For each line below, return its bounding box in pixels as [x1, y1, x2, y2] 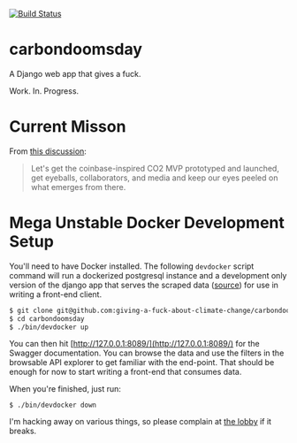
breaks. [9, 425, 37, 437]
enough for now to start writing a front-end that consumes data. [9, 367, 242, 378]
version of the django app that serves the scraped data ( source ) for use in [9, 279, 278, 290]
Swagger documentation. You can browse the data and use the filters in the [9, 348, 285, 358]
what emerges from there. [30, 181, 126, 192]
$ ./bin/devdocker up [9, 323, 89, 332]
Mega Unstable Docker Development [9, 213, 286, 233]
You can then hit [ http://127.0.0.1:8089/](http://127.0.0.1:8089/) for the [9, 339, 261, 349]
